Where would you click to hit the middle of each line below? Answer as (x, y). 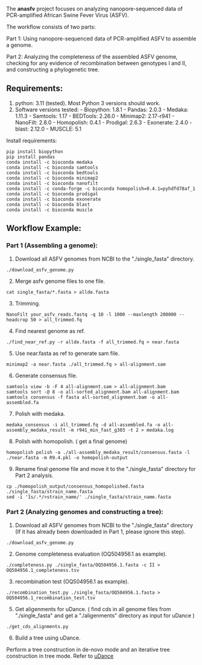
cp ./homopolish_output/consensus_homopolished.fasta (75, 486)
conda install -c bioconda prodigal (52, 194)
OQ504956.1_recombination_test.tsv (51, 598)
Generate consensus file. (46, 375)
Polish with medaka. (40, 414)
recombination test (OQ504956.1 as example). (72, 581)
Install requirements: (32, 140)
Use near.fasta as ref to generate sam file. (67, 353)
